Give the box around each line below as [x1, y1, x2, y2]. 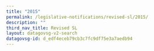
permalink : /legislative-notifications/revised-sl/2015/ [6, 14, 149, 20]
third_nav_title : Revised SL [6, 25, 78, 31]
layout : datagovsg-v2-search [6, 30, 78, 36]
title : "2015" [6, 8, 41, 15]
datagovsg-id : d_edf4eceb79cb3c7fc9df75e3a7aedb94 [6, 36, 133, 42]
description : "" [6, 19, 46, 25]
